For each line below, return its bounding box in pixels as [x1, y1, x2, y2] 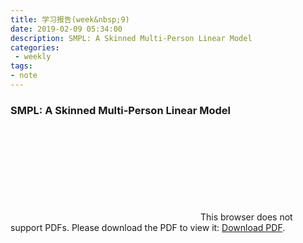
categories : [10, 42, 60, 53]
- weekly [14, 52, 52, 62]
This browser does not [199, 211, 293, 223]
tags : [10, 61, 33, 71]
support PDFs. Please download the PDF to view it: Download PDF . [10, 222, 286, 234]
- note [10, 71, 38, 81]
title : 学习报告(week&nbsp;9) [10, 14, 130, 25]
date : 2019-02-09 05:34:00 [10, 24, 123, 34]
